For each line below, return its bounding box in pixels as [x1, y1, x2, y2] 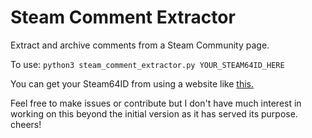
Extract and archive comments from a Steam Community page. [10, 39, 270, 51]
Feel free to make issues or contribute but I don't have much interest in [10, 97, 302, 109]
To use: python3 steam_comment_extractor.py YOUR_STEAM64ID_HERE [10, 58, 285, 70]
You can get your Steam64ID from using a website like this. [10, 77, 255, 90]
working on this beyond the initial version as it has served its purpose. [10, 107, 298, 120]
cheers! [10, 118, 42, 130]
